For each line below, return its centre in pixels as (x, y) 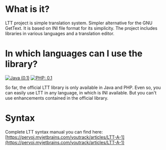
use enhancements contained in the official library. (57, 98)
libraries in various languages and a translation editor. (60, 33)
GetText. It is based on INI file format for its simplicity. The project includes (81, 28)
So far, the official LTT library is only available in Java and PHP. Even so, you (83, 87)
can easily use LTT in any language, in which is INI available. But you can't (81, 92)
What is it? (28, 9)
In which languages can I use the (74, 54)
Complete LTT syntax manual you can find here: (54, 132)
